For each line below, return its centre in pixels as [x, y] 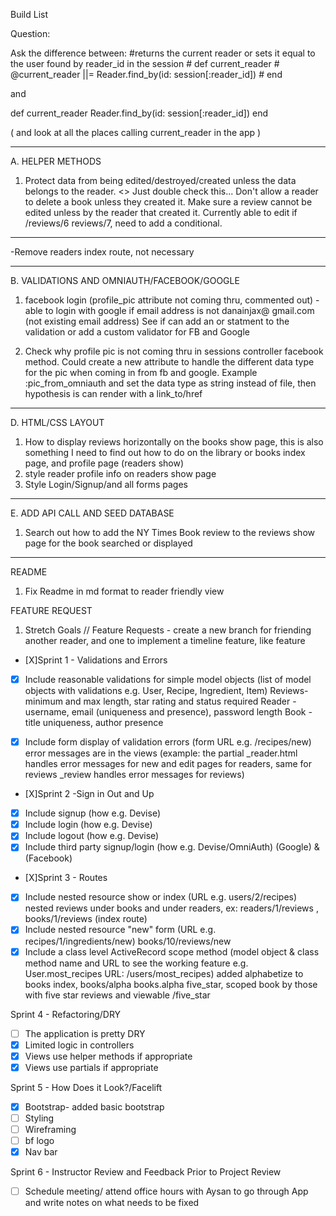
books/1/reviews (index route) [86, 919]
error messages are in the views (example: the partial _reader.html [161, 753]
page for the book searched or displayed [108, 543]
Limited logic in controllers [79, 1045]
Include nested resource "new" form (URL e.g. [120, 930]
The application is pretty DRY [85, 1033]
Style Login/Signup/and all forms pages [106, 484]
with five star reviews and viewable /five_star [117, 995]
